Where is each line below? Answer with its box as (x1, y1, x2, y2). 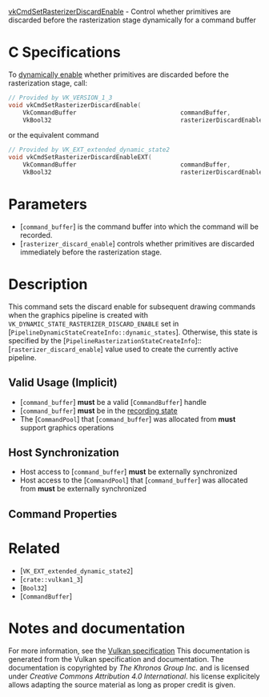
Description (8, 275, 88, 294)
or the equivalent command (8, 130, 99, 140)
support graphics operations (19, 423, 114, 432)
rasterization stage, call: (8, 78, 88, 87)
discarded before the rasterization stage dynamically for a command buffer (8, 15, 256, 25)
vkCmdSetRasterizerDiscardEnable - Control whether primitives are (8, 7, 231, 16)
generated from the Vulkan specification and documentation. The (8, 654, 224, 663)
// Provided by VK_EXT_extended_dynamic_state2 (8, 146, 171, 154)
